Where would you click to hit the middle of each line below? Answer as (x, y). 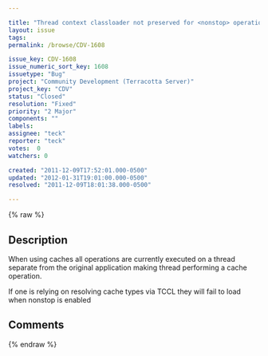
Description (38, 240)
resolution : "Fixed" (43, 104)
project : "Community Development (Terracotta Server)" (101, 81)
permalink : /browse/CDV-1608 (57, 45)
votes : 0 (25, 148)
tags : (17, 38)
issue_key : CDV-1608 (43, 59)
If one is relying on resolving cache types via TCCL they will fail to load (125, 291)
